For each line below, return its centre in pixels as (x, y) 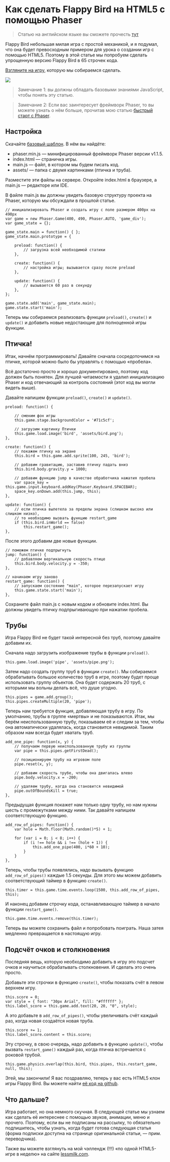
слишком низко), (22, 514)
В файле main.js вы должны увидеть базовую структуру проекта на (79, 195)
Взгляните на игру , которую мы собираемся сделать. (63, 70)
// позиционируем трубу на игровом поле (58, 760)
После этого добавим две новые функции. (51, 541)
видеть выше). (21, 388)
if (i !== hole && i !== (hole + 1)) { (66, 843)
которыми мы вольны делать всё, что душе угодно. (61, 688)
